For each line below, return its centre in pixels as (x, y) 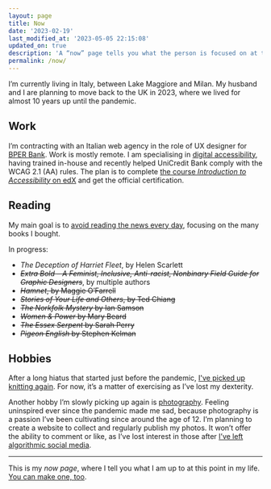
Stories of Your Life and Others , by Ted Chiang (98, 299)
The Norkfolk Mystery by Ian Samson (82, 307)
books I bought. (34, 233)
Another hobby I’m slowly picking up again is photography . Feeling (119, 402)
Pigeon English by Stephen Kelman (78, 333)
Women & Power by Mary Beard (73, 316)
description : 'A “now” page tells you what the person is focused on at (133, 53)
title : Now (27, 23)
